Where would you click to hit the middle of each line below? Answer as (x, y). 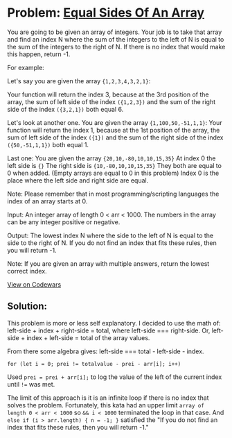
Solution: (27, 306)
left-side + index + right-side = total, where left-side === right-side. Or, (109, 330)
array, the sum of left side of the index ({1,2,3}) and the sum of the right (111, 101)
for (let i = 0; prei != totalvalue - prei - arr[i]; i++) (94, 364)
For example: (26, 67)
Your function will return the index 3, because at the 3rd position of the (108, 94)
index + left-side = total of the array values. (88, 337)
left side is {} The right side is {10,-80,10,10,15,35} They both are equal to (114, 165)
